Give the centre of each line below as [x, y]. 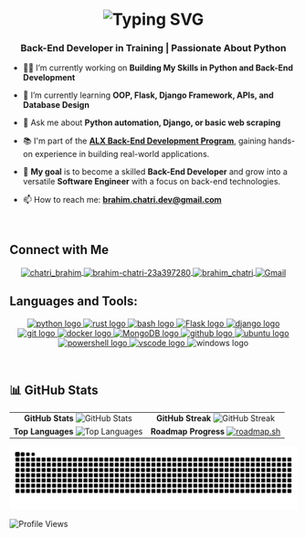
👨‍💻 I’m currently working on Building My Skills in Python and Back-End [158, 68]
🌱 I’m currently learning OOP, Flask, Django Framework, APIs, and [148, 95]
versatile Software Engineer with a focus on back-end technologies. [152, 182]
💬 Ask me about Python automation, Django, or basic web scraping [152, 122]
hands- [282, 141]
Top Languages [43, 431]
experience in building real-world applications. [122, 154]
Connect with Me [59, 250]
